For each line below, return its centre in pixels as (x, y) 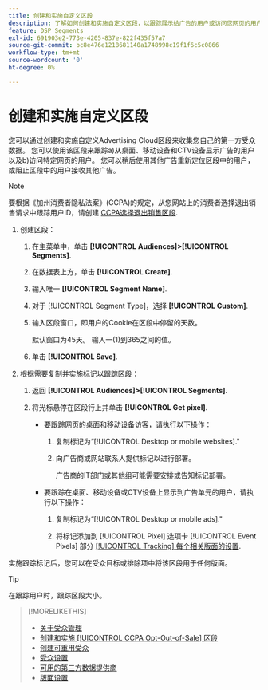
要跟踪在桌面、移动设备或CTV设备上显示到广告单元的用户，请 (145, 492)
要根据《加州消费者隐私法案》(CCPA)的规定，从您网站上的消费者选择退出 (129, 202)
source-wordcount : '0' (46, 61)
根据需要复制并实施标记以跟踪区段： (79, 373)
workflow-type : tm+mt (44, 53)
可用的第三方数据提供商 (78, 668)
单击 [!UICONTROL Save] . (75, 357)
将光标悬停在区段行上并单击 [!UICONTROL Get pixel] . (120, 407)
